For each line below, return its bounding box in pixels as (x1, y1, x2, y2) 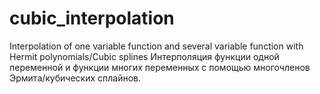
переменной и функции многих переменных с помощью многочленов (9, 61, 311, 73)
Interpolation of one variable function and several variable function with (9, 40, 304, 52)
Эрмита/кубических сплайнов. (9, 72, 142, 84)
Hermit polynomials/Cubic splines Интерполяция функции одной (9, 50, 280, 62)
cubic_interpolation (9, 7, 175, 30)
